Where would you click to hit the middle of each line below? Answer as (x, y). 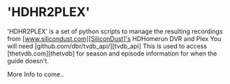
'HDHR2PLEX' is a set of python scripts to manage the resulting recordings (115, 31)
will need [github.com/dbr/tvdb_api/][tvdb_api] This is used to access (107, 46)
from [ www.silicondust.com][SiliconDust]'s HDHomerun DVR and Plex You (114, 38)
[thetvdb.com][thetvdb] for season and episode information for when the (112, 53)
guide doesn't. (28, 60)
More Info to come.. (36, 74)
